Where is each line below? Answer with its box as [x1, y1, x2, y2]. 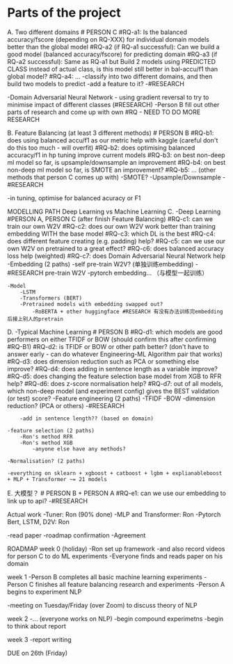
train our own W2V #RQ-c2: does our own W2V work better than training [7, 222, 216, 230]
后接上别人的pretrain [7, 315, 64, 323]
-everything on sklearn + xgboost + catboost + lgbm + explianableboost [7, 469, 223, 477]
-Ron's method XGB [19, 439, 73, 446]
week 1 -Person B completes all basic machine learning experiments [7, 572, 203, 581]
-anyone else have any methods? [32, 445, 127, 453]
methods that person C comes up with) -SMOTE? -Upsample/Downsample [7, 172, 221, 181]
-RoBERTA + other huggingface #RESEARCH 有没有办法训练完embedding [32, 308, 224, 315]
